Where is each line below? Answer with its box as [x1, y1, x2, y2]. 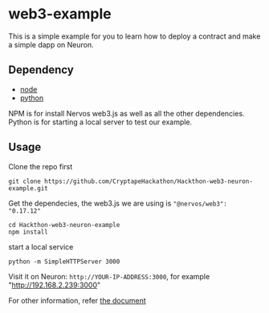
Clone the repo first [8, 161, 73, 171]
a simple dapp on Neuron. [8, 39, 94, 49]
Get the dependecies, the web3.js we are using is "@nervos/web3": [8, 198, 227, 208]
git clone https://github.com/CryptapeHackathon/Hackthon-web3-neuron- [8, 177, 253, 185]
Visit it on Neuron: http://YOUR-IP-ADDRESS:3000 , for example [8, 271, 210, 281]
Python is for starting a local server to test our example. [8, 117, 193, 127]
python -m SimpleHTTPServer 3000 [8, 258, 120, 266]
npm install [8, 228, 48, 236]
